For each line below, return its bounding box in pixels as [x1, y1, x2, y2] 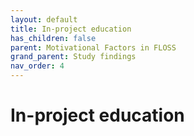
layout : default [10, 14, 78, 25]
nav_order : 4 [10, 61, 65, 71]
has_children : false [10, 33, 97, 43]
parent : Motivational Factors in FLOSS [10, 42, 177, 53]
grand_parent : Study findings [10, 52, 137, 62]
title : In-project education [10, 24, 132, 34]
